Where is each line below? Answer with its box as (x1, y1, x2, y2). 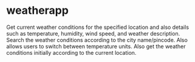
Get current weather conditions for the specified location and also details (6, 23, 190, 31)
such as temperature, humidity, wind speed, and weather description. (6, 29, 180, 37)
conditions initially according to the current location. (6, 49, 137, 56)
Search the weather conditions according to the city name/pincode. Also (6, 36, 188, 43)
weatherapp (6, 4, 69, 17)
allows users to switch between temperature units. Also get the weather (6, 43, 186, 50)
